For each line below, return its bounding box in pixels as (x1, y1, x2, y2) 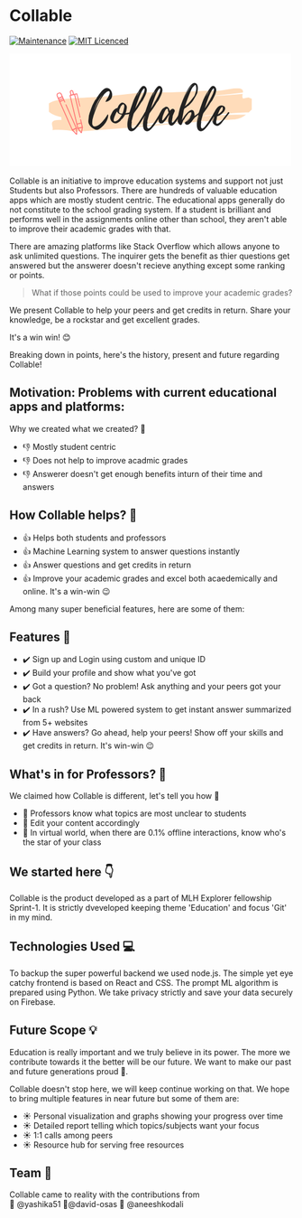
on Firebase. (9, 996, 56, 1007)
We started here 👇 (9, 864, 114, 879)
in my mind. (9, 912, 52, 923)
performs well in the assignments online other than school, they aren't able (9, 213, 288, 224)
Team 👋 (9, 1166, 52, 1181)
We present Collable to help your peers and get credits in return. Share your (9, 304, 291, 315)
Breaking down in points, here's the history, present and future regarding (9, 349, 279, 360)
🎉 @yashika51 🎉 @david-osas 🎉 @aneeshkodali (9, 1199, 184, 1210)
